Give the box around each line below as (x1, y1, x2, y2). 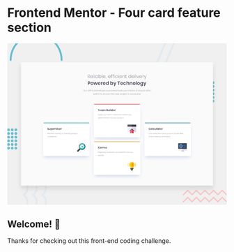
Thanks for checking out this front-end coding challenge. (7, 237, 171, 245)
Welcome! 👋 (7, 218, 61, 230)
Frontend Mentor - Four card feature (7, 5, 221, 21)
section (7, 20, 52, 36)
